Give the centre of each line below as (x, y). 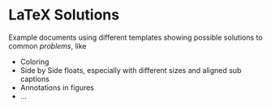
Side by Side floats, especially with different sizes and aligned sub (131, 70)
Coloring (34, 62)
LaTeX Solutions (64, 15)
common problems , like (47, 45)
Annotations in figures (57, 88)
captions (35, 79)
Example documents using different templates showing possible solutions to (135, 37)
